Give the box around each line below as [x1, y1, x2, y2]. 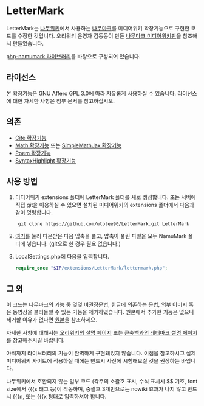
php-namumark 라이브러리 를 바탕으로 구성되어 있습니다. [6, 52, 141, 60]
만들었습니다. [12, 40, 44, 47]
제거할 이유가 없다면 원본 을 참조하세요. [6, 316, 97, 323]
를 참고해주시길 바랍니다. [6, 337, 65, 344]
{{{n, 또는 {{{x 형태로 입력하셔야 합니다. [12, 393, 107, 401]
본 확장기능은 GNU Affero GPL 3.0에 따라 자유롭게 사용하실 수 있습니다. [6, 89, 176, 97]
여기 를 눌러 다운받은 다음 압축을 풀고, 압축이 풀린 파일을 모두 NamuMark [15, 233, 187, 240]
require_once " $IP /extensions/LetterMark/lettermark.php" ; [15, 265, 168, 271]
